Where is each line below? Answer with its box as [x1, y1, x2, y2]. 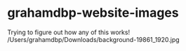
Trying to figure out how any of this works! [7, 28, 131, 36]
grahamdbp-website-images [7, 5, 179, 21]
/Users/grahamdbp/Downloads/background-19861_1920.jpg [7, 35, 180, 43]
